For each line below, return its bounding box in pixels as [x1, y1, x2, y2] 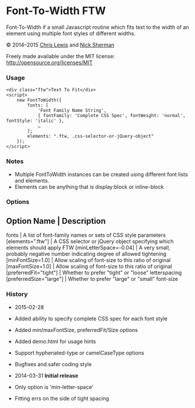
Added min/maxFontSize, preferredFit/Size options [14, 326, 138, 333]
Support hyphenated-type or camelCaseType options [14, 349, 144, 356]
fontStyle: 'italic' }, [6, 118, 65, 124]
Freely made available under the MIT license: [6, 52, 115, 59]
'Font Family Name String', [37, 108, 107, 114]
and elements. [14, 177, 49, 184]
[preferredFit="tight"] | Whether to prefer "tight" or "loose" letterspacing [6, 269, 182, 276]
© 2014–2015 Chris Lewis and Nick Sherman [6, 41, 115, 48]
